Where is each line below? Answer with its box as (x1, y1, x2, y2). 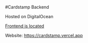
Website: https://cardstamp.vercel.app (5, 33, 83, 38)
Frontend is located (5, 23, 44, 29)
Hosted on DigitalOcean (5, 14, 54, 19)
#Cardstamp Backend (5, 4, 49, 10)
